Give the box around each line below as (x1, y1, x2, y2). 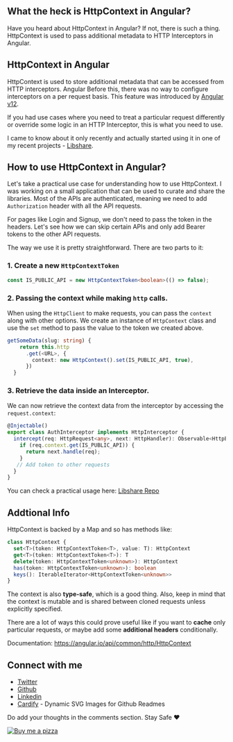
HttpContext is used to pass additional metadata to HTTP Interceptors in (7, 31, 214, 40)
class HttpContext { (7, 538, 67, 546)
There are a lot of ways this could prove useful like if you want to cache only (7, 618, 226, 627)
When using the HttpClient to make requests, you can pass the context (7, 308, 212, 317)
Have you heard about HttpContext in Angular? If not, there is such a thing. (7, 24, 221, 32)
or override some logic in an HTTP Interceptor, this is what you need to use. (7, 120, 223, 129)
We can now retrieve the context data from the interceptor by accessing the (7, 402, 224, 410)
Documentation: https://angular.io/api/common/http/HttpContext (7, 639, 192, 648)
